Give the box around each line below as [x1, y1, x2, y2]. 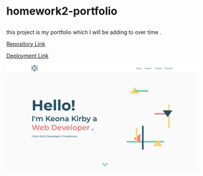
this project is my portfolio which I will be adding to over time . [6, 29, 162, 36]
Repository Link [6, 40, 46, 47]
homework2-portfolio [6, 4, 118, 18]
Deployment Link [6, 52, 49, 59]
